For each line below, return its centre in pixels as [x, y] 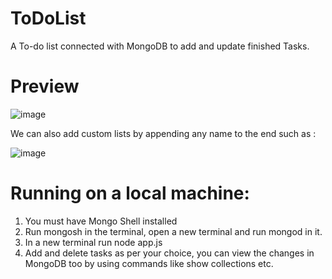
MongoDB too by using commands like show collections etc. [149, 263]
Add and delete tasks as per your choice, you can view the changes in [169, 253]
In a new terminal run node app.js [93, 242]
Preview [45, 86]
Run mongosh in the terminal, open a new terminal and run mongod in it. [173, 231]
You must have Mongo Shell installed [101, 221]
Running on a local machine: [130, 193]
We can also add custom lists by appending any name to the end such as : [163, 133]
